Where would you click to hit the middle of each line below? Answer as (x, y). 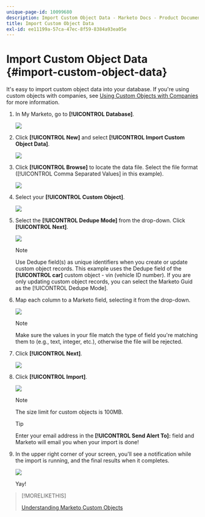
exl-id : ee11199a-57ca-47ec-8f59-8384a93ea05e (67, 29)
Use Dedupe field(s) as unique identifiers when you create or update (101, 262)
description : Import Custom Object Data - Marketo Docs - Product (92, 18)
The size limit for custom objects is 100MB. (69, 412)
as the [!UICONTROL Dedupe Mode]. (61, 288)
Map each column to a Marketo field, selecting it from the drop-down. (103, 300)
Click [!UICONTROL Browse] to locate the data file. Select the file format (106, 167)
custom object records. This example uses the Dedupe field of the (98, 269)
